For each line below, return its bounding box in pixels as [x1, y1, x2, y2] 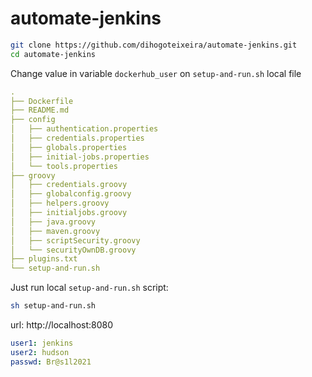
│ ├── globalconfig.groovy [10, 189, 132, 199]
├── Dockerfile [10, 96, 74, 106]
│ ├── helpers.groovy [10, 198, 110, 209]
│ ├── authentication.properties [10, 124, 159, 134]
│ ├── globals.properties [10, 142, 128, 152]
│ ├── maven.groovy [10, 226, 101, 236]
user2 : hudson [10, 347, 70, 357]
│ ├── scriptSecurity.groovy [10, 235, 141, 246]
